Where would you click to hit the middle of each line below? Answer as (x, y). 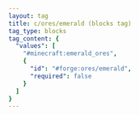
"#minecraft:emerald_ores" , (70, 53)
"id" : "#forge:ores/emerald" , (80, 69)
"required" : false (61, 76)
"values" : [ (36, 46)
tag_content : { (34, 38)
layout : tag (28, 16)
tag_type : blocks (38, 31)
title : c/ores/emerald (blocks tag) (70, 23)
